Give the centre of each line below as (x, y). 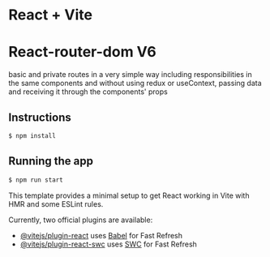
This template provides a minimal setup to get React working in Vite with (129, 195)
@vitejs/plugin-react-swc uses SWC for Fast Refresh (108, 244)
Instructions (40, 117)
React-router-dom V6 (82, 52)
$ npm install (32, 135)
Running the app (51, 161)
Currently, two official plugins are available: (81, 220)
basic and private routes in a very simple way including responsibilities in (131, 75)
